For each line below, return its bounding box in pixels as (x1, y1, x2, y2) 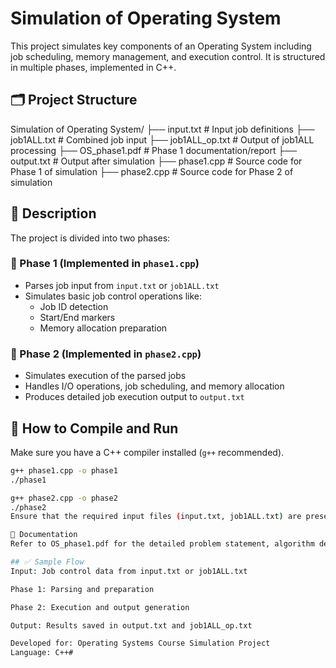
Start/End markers (39, 311, 116, 323)
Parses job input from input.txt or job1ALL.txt (24, 279, 220, 291)
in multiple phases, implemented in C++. (10, 61, 177, 73)
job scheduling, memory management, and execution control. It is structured (10, 50, 326, 62)
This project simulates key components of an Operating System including (10, 40, 312, 52)
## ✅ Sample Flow (10, 557, 85, 567)
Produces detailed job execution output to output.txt (24, 391, 245, 403)
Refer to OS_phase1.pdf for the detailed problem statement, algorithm (10, 539, 315, 549)
